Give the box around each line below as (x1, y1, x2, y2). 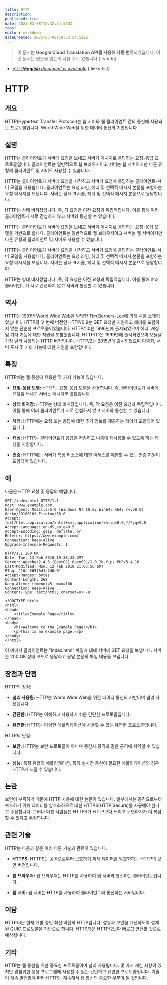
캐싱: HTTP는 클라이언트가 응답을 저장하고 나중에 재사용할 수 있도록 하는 (12, 435, 154, 441)
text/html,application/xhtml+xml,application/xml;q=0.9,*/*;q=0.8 (5, 520, 146, 525)
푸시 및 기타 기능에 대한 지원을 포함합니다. (10, 344, 92, 350)
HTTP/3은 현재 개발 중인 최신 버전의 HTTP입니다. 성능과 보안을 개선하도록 (5, 920, 150, 926)
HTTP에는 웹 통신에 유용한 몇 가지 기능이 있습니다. (5, 374, 103, 380)
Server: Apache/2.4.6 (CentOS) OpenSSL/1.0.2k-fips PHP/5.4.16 (5, 560, 140, 565)
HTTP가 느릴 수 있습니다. (12, 766, 62, 772)
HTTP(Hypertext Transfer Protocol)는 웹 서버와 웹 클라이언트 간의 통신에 (5, 118, 149, 124)
